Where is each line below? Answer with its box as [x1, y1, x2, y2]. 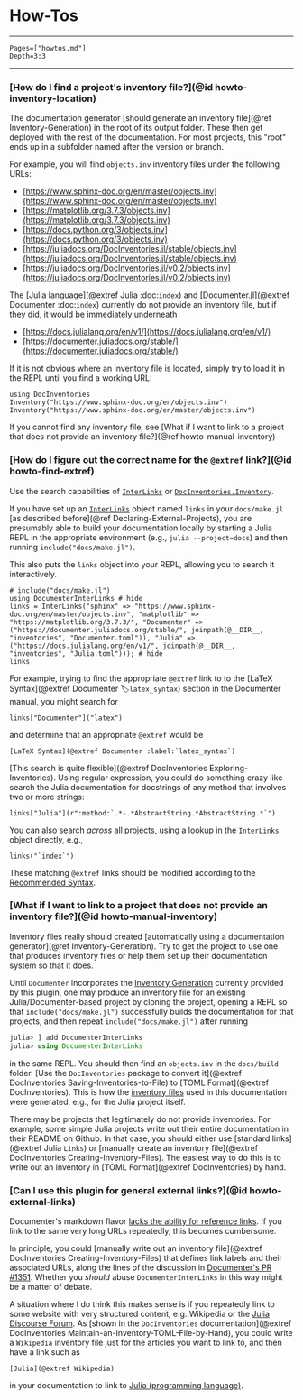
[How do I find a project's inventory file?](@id [9, 80, 214, 93]
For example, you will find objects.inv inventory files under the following [9, 159, 280, 170]
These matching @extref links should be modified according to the [9, 867, 256, 878]
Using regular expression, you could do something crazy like [58, 772, 283, 783]
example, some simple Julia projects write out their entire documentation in [9, 1123, 289, 1134]
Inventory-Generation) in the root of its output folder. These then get [9, 123, 263, 134]
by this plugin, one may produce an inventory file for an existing [9, 987, 246, 998]
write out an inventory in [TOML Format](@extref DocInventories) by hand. [9, 1161, 287, 1173]
